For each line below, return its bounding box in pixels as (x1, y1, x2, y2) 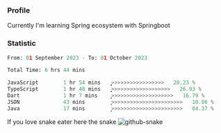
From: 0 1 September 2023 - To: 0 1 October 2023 (7, 54, 148, 61)
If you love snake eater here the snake (7, 117, 117, 126)
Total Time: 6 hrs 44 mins (7, 66, 85, 74)
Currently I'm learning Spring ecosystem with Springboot (7, 21, 170, 30)
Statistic (7, 39, 36, 48)
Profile (7, 6, 31, 15)
